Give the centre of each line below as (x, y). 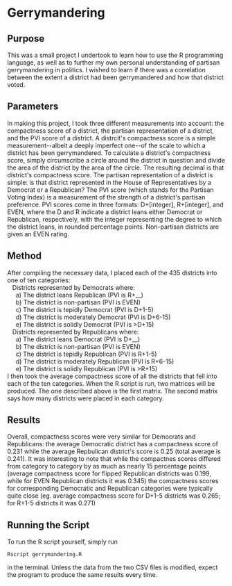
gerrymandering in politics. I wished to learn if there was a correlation (106, 70)
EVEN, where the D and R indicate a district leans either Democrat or (105, 212)
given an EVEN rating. (38, 234)
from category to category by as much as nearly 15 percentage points (107, 466)
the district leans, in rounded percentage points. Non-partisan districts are (113, 227)
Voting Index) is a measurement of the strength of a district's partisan (106, 197)
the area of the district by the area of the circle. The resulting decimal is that (116, 168)
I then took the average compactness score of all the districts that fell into (112, 376)
